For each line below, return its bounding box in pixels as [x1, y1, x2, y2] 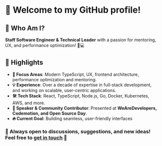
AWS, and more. [12, 100, 45, 106]
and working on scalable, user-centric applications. [12, 87, 116, 93]
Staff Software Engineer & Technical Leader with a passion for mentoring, [5, 37, 156, 43]
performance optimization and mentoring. [12, 76, 97, 82]
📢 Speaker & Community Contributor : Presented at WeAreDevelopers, [12, 105, 157, 111]
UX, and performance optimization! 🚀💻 [5, 43, 85, 48]
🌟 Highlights [5, 58, 43, 67]
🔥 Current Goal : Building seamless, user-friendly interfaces [12, 115, 133, 122]
